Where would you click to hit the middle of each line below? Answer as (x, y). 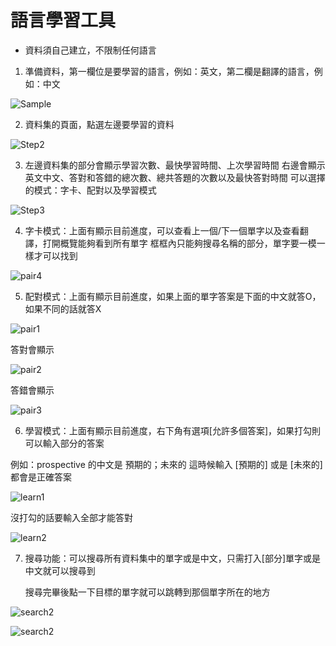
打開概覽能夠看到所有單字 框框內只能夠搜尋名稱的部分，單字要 (171, 243)
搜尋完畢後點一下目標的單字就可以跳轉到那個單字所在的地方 (147, 592)
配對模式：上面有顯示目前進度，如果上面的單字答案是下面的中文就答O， (173, 296)
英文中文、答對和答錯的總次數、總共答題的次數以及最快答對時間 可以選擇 (175, 177)
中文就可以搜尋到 (60, 570)
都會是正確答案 (41, 477)
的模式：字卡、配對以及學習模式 (90, 190)
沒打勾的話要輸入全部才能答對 (71, 517)
